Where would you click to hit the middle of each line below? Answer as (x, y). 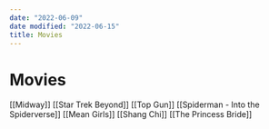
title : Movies (36, 35)
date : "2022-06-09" (46, 18)
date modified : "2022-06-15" (65, 26)
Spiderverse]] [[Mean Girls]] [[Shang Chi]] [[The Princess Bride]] (131, 114)
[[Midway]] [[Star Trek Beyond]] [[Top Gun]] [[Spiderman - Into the (135, 104)
